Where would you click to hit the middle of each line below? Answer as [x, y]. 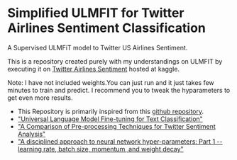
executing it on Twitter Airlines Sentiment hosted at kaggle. [93, 69]
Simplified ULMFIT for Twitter [96, 13]
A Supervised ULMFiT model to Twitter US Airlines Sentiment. [98, 47]
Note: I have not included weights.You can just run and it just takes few [111, 82]
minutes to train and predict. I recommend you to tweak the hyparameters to [119, 90]
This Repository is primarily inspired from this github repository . [111, 111]
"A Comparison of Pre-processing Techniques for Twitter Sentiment [117, 126]
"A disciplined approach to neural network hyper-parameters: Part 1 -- [120, 141]
